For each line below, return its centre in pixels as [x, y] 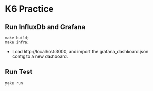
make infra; [17, 42]
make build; [17, 38]
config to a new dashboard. [40, 56]
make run [14, 83]
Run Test [19, 72]
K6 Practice [29, 9]
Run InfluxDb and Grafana [45, 27]
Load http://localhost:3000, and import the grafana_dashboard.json [80, 51]
